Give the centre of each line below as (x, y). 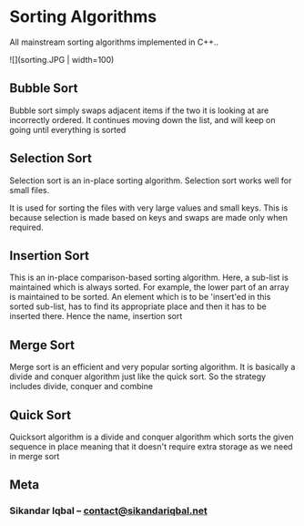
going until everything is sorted (68, 129)
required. (26, 227)
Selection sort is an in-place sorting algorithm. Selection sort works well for (151, 180)
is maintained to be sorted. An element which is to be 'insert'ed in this (140, 297)
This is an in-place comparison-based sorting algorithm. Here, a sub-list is (149, 278)
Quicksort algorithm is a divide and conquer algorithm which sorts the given (152, 437)
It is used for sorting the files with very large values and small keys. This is (149, 208)
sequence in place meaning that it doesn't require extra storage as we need (151, 447)
